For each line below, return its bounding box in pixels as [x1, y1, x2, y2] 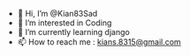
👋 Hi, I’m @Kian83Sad [17, 9, 98, 18]
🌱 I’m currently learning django [17, 27, 130, 37]
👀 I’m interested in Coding [17, 17, 112, 28]
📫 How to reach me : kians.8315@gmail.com [17, 37, 181, 47]
